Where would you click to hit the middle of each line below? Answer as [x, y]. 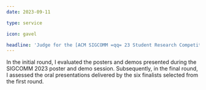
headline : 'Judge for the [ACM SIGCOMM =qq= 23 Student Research [91, 45]
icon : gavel [21, 34]
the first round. [25, 81]
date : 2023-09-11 [29, 12]
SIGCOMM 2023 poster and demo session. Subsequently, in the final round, [102, 69]
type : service [25, 23]
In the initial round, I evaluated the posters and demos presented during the [101, 62]
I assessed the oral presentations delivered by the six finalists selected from [102, 75]
